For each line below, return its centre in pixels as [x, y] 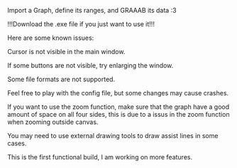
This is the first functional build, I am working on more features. [100, 157]
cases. [17, 143]
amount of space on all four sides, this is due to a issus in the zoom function [118, 114]
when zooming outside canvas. [53, 122]
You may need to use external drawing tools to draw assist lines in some [113, 136]
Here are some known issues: [51, 38]
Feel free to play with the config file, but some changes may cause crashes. [118, 93]
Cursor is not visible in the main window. [66, 52]
